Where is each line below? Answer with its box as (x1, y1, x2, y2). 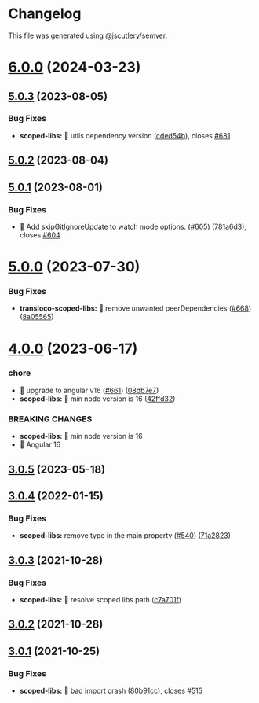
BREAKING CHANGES (8, 414, 93, 425)
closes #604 (19, 230, 60, 240)
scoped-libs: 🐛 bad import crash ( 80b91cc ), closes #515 (19, 686, 202, 695)
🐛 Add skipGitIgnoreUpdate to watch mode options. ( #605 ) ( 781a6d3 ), (19, 222, 247, 231)
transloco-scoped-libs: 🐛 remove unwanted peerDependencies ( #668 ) (19, 304, 252, 313)
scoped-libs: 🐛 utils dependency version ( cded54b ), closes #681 (19, 131, 231, 140)
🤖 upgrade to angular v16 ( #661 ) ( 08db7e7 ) (19, 385, 159, 395)
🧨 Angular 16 (19, 440, 61, 449)
